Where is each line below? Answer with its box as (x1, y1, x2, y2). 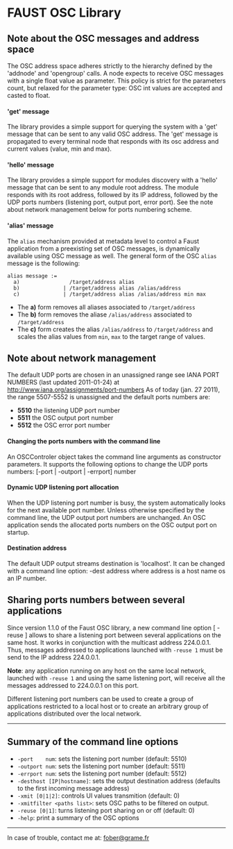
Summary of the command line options (7, 736, 179, 748)
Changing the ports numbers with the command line (7, 437, 161, 446)
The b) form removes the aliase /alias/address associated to (17, 310, 192, 319)
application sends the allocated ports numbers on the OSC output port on (7, 521, 217, 529)
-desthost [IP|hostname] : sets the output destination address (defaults (17, 776, 221, 785)
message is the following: (7, 259, 80, 267)
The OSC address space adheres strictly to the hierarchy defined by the (7, 62, 213, 70)
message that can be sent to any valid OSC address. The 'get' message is (7, 130, 218, 138)
